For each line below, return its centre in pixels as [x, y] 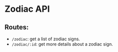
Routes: [17, 27]
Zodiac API [27, 9]
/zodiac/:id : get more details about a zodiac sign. [62, 44]
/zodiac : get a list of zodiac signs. [46, 39]
